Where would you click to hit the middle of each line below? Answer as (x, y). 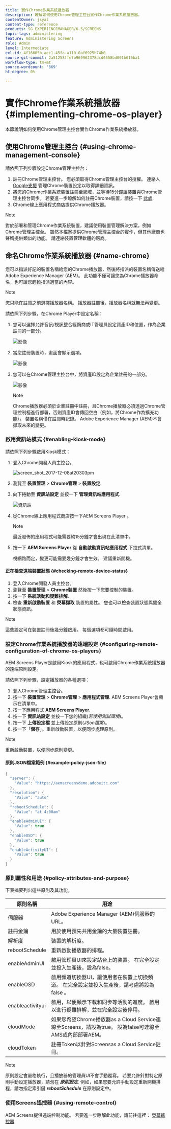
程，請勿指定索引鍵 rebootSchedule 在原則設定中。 (60, 1088)
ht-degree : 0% (20, 72)
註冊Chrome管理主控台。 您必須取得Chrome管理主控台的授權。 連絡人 (86, 179)
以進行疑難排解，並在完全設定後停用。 (97, 1010)
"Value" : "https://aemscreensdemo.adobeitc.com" (67, 783)
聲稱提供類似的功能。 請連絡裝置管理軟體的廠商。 (57, 238)
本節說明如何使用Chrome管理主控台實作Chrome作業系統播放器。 (73, 129)
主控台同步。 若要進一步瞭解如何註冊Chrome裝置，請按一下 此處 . (85, 198)
